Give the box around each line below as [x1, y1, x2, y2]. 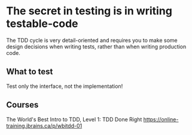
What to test [6, 67, 53, 77]
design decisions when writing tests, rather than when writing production [6, 43, 187, 50]
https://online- [143, 115, 179, 123]
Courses [6, 100, 39, 110]
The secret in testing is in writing [6, 4, 172, 18]
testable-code [6, 17, 78, 30]
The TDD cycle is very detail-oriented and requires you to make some [6, 36, 178, 44]
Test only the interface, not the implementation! [6, 82, 123, 90]
